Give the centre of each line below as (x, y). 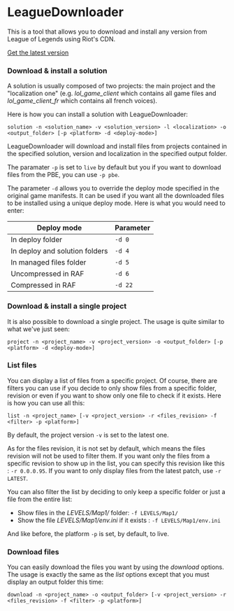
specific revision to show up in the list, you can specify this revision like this (116, 463)
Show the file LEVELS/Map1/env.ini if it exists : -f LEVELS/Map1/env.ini (119, 520)
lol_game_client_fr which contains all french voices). (82, 101)
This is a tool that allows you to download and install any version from (107, 31)
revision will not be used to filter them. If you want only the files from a (109, 456)
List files (22, 365)
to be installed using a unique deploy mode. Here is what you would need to (116, 203)
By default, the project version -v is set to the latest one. (88, 435)
